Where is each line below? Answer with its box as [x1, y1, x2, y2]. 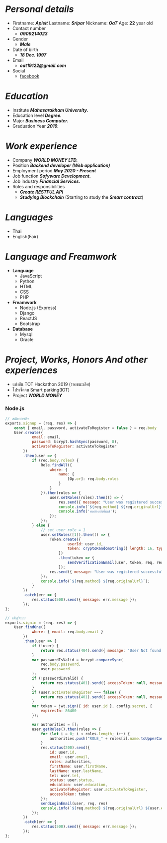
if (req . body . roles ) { [31, 458, 79, 463]
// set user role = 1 [40, 527, 85, 532]
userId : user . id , [67, 541, 103, 546]
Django [19, 310, 35, 316]
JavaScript [19, 273, 42, 279]
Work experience [5, 141, 78, 152]
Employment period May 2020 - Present [12, 167, 96, 173]
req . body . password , [40, 662, 81, 667]
